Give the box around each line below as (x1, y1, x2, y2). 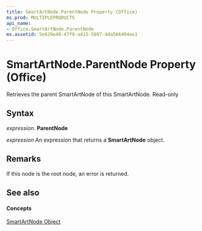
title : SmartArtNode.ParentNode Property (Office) (6, 9, 138, 15)
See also (6, 188, 40, 198)
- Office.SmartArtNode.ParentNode (6, 26, 95, 32)
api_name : (6, 20, 32, 26)
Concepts (6, 204, 32, 212)
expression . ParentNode (6, 124, 68, 131)
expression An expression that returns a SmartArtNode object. (6, 136, 165, 143)
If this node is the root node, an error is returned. (6, 170, 129, 177)
